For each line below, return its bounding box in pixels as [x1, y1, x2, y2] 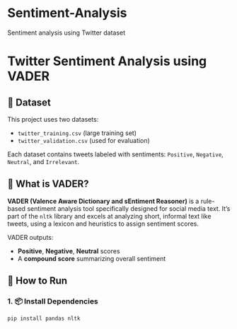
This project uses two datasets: [7, 115, 99, 123]
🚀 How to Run [7, 275, 68, 287]
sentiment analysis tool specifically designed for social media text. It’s [27, 204, 231, 213]
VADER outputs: [7, 233, 54, 241]
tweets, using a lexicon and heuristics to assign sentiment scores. [7, 219, 200, 228]
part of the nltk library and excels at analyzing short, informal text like [7, 212, 212, 220]
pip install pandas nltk [7, 315, 81, 323]
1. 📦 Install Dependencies [7, 296, 99, 306]
